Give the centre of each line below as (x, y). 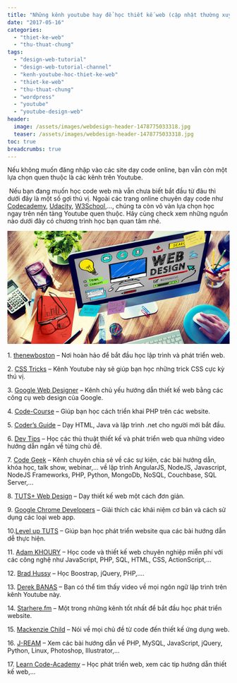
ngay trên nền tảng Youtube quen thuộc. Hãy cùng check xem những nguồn (118, 214)
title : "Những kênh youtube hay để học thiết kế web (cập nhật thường (113, 15)
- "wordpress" (34, 97)
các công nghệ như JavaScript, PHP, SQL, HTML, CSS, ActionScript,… (109, 559)
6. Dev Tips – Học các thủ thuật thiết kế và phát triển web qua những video (116, 439)
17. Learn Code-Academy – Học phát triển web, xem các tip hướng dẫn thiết (117, 664)
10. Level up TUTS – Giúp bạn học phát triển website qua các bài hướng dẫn (117, 530)
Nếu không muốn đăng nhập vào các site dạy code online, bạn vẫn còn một (117, 170)
